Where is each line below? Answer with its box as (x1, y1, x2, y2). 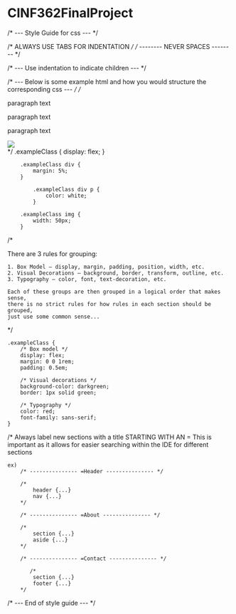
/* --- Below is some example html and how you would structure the (7, 77, 207, 86)
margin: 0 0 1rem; (20, 358, 75, 365)
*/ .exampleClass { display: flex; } (7, 147, 105, 156)
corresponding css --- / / (7, 85, 81, 93)
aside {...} (33, 536, 69, 544)
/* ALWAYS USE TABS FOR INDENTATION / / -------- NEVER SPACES (7, 42, 210, 51)
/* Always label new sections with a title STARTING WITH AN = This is (7, 433, 212, 441)
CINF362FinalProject (7, 5, 134, 21)
